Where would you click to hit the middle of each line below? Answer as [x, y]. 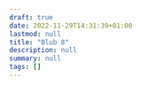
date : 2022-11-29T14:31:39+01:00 [71, 26]
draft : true [31, 17]
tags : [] [25, 67]
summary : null [35, 58]
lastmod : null [35, 34]
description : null [43, 50]
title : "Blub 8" [39, 42]
